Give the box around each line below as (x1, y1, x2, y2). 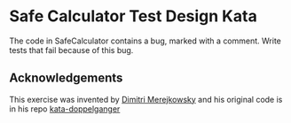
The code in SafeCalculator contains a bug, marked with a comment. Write (9, 35, 281, 46)
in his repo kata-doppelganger (9, 104, 121, 114)
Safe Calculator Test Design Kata (9, 6, 257, 27)
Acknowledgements (9, 71, 123, 86)
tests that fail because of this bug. (9, 44, 134, 55)
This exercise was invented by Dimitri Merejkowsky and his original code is (9, 94, 283, 104)
